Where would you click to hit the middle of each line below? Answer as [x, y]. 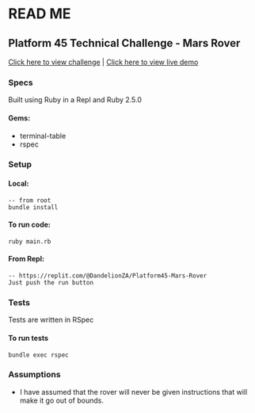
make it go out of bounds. [62, 400]
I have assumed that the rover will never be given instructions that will [133, 392]
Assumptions [34, 375]
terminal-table [43, 136]
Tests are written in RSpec [51, 320]
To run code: [30, 225]
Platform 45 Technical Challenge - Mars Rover [124, 43]
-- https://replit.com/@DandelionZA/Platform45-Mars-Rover [108, 276]
